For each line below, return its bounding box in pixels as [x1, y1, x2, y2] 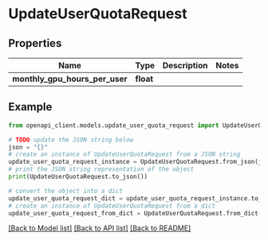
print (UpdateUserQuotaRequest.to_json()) [8, 172, 148, 181]
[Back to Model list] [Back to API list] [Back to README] [8, 223, 191, 233]
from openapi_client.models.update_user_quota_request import [8, 121, 219, 130]
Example [8, 100, 53, 114]
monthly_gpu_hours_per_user [12, 73, 128, 84]
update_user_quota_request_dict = [8, 194, 124, 203]
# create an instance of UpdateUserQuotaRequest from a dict [8, 202, 216, 210]
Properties [8, 37, 62, 50]
